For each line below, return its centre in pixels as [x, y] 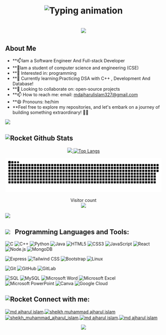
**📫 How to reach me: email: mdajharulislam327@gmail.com [75, 94]
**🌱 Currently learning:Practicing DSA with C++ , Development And [81, 78]
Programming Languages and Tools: [72, 232]
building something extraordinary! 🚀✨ [50, 112]
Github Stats [53, 138]
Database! [23, 84]
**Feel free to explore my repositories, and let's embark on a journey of [86, 107]
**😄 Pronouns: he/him [36, 102]
